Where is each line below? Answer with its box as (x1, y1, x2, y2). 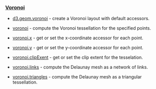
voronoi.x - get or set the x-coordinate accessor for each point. (12, 35, 143, 41)
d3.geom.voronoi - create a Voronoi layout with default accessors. (12, 16, 149, 22)
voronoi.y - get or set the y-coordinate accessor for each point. (12, 45, 144, 51)
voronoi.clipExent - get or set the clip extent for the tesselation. (12, 54, 143, 60)
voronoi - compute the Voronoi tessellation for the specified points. (12, 25, 151, 31)
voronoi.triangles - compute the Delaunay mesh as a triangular (12, 74, 142, 80)
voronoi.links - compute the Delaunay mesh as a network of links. (12, 64, 148, 70)
